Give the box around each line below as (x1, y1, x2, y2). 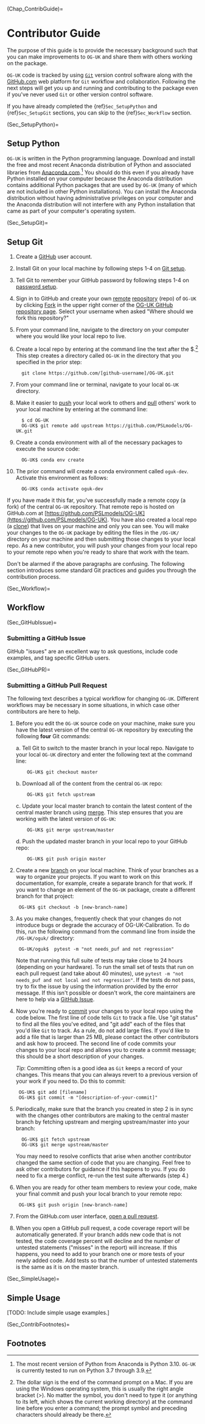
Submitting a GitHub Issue (7, 633, 86, 642)
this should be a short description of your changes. (15, 1053, 144, 1060)
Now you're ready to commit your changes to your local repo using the (15, 1007, 193, 1015)
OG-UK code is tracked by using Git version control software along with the (7, 71, 193, 79)
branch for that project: (15, 892, 74, 900)
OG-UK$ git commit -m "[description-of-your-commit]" (18, 1094, 158, 1101)
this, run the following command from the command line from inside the (15, 928, 195, 936)
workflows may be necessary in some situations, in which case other (7, 702, 180, 709)
